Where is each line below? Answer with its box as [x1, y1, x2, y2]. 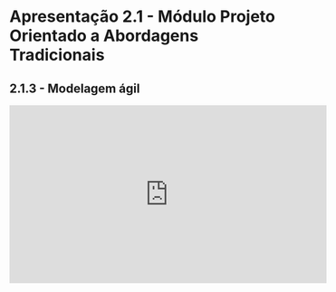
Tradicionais [9, 45, 105, 65]
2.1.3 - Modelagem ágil [9, 80, 140, 96]
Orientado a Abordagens [9, 25, 199, 46]
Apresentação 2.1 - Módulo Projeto [9, 6, 276, 27]
